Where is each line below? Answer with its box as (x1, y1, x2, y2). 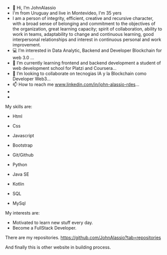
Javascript (12, 133, 34, 138)
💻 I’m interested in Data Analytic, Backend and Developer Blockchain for (12, 47, 162, 53)
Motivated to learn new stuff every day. (12, 220, 93, 226)
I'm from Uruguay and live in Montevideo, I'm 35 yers (12, 10, 122, 16)
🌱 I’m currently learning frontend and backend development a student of (12, 60, 161, 66)
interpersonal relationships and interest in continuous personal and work (12, 36, 162, 42)
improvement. (12, 42, 41, 47)
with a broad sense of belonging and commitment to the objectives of (12, 20, 156, 26)
